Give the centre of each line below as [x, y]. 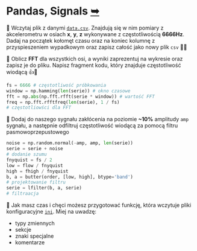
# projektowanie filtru [36, 182]
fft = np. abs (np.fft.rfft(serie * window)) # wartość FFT [80, 97]
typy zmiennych [35, 223]
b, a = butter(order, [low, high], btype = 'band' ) [70, 177]
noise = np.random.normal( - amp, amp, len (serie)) [70, 143]
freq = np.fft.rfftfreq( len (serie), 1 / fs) [63, 102]
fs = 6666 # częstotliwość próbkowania [56, 85]
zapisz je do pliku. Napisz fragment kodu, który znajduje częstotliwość [94, 65]
